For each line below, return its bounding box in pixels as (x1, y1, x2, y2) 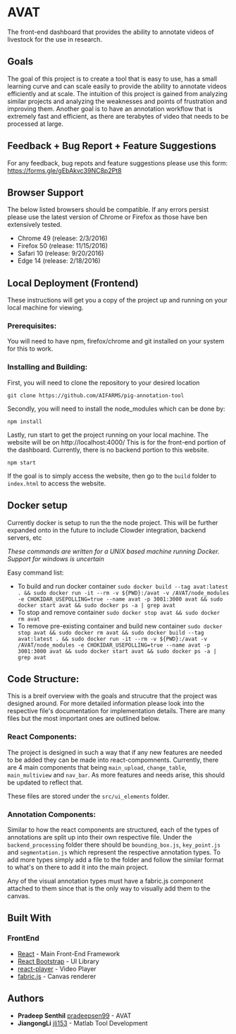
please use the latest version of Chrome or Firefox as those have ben (7, 213, 208, 221)
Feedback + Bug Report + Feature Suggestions (7, 140, 217, 152)
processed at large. (7, 119, 64, 128)
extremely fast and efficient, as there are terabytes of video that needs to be (7, 112, 229, 120)
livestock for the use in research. (7, 35, 103, 43)
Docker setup (7, 500, 68, 512)
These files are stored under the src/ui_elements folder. (7, 792, 170, 800)
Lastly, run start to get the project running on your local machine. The (7, 430, 209, 439)
